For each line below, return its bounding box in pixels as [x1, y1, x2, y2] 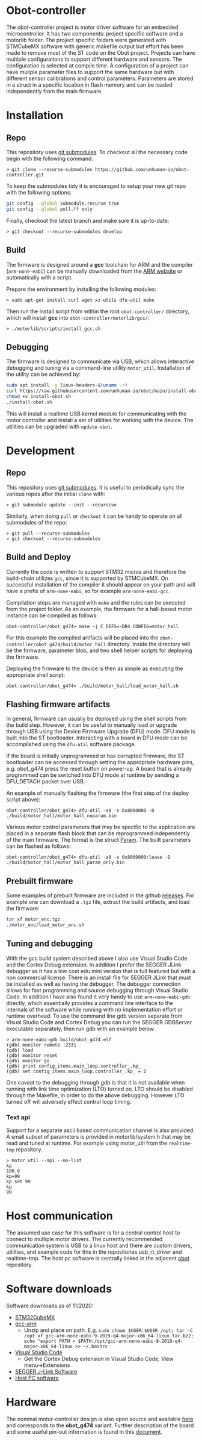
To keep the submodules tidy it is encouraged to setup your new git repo [6, 182, 186, 190]
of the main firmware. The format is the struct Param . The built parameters [6, 836, 191, 844]
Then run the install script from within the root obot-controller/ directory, [6, 308, 189, 315]
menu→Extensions [23, 1362, 70, 1369]
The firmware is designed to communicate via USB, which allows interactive [6, 358, 194, 365]
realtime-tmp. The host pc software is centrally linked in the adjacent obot [6, 1255, 190, 1262]
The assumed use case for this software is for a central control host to [6, 1229, 180, 1236]
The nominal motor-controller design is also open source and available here [6, 1415, 194, 1422]
